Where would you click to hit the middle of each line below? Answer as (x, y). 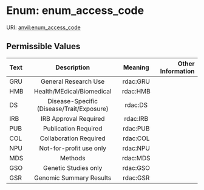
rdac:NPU (136, 148)
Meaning (136, 67)
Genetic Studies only (73, 168)
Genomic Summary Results (73, 178)
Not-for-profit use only (73, 148)
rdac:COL (136, 138)
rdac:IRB (136, 118)
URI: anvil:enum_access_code (43, 27)
